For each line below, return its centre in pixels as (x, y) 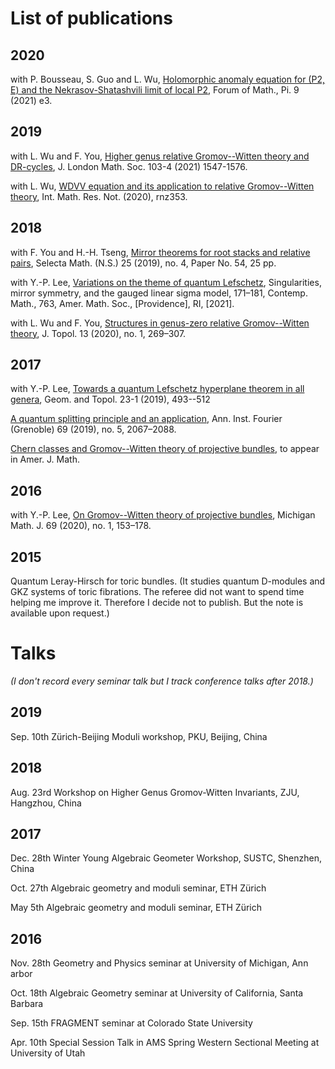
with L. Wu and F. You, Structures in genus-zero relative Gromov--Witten (160, 323)
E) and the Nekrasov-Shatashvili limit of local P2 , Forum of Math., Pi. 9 (155, 90)
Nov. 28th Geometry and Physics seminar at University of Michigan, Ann (159, 963)
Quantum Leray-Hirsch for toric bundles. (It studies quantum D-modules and (168, 581)
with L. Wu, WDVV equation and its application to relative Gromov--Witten (162, 186)
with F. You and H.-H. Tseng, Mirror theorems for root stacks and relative (160, 252)
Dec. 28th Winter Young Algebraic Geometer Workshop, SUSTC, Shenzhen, (166, 858)
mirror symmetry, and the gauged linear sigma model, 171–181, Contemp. (159, 293)
